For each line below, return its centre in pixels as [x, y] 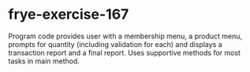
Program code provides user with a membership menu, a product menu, [125, 36]
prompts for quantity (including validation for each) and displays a [115, 44]
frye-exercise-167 [69, 14]
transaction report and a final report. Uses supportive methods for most [124, 52]
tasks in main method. [44, 61]
